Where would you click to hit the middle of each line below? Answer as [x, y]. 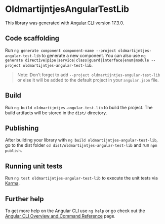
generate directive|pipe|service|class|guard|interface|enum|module [77, 60]
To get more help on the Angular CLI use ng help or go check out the [75, 211]
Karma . [12, 183]
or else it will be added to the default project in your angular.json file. [88, 80]
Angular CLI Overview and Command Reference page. [60, 216]
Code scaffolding [32, 38]
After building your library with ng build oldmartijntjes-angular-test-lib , [82, 140]
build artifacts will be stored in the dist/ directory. [56, 113]
